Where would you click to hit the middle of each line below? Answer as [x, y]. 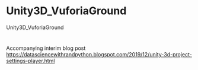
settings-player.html [31, 61]
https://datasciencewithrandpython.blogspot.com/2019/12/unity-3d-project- [99, 55]
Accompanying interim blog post [46, 48]
